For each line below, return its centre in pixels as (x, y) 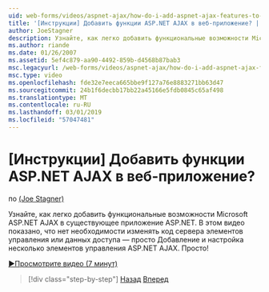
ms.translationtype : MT (48, 98)
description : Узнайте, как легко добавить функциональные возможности (128, 38)
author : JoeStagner (41, 30)
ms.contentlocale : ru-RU (50, 105)
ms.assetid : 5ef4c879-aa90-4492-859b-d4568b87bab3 (94, 61)
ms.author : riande (39, 46)
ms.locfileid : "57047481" (51, 120)
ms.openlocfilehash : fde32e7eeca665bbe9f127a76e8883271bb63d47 (116, 82)
